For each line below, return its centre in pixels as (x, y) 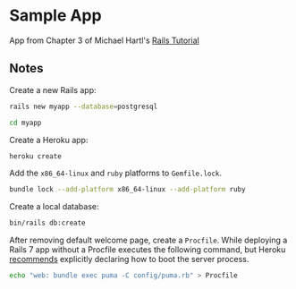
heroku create (36, 156)
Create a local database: (54, 207)
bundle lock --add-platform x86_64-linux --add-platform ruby (127, 190)
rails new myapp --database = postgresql (84, 106)
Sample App (55, 16)
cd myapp (25, 123)
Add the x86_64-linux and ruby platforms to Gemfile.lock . (115, 173)
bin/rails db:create (48, 223)
